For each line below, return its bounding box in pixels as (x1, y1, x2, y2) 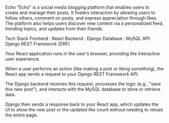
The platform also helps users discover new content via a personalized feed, (5, 20, 163, 26)
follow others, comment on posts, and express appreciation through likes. (5, 15, 157, 21)
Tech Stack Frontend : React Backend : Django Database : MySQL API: (5, 35, 151, 41)
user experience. (5, 56, 40, 62)
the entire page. (5, 112, 38, 118)
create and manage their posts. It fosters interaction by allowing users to (5, 10, 156, 16)
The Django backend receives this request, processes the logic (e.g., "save (5, 81, 161, 87)
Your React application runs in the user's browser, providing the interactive (5, 50, 160, 56)
